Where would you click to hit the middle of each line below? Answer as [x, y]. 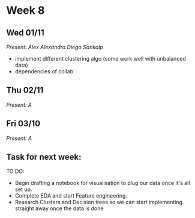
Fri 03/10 [23, 124]
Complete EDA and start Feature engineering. [71, 196]
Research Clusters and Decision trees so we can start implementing [99, 202]
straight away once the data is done [59, 208]
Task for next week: [44, 157]
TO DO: [16, 171]
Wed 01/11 [25, 33]
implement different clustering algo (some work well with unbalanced [100, 59]
